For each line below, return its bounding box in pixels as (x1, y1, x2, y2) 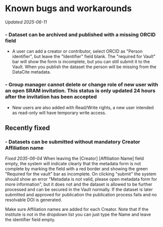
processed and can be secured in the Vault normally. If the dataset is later (5, 187, 153, 192)
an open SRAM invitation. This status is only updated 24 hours (5, 87, 156, 94)
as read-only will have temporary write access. (12, 110, 107, 115)
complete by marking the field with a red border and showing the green (5, 166, 148, 172)
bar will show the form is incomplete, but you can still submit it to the (12, 59, 150, 65)
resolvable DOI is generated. (5, 197, 62, 203)
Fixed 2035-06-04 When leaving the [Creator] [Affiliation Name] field (5, 155, 145, 161)
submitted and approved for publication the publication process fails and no (5, 192, 157, 198)
